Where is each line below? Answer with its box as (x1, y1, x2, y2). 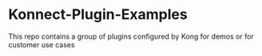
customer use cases (8, 39, 75, 49)
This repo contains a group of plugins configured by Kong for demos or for (8, 32, 254, 41)
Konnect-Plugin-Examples (8, 6, 188, 24)
